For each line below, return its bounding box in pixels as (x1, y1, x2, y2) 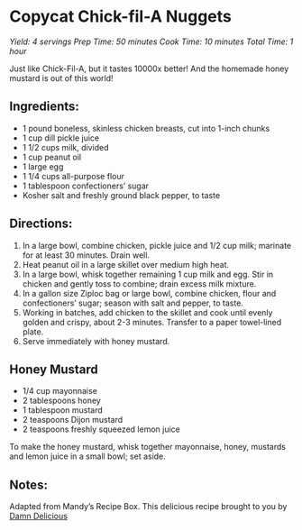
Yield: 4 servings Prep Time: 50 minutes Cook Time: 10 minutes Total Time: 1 (9, 36, 294, 47)
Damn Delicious (9, 511, 68, 522)
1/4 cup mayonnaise (22, 386, 97, 397)
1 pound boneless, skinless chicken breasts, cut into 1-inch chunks (22, 123, 270, 133)
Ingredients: (9, 99, 79, 114)
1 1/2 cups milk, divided (22, 142, 110, 152)
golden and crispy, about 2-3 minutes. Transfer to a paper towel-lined (22, 316, 282, 327)
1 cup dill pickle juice (22, 132, 100, 143)
